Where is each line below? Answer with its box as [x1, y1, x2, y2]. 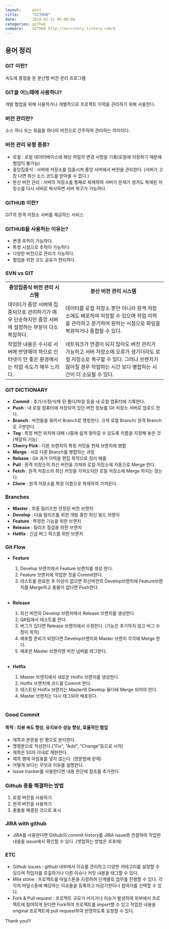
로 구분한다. [12, 424, 36, 430]
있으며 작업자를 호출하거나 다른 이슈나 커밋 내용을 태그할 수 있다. [12, 869, 139, 876]
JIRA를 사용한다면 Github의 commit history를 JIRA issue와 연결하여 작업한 [12, 832, 161, 838]
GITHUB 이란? [5, 199, 39, 206]
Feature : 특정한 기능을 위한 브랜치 [12, 518, 81, 524]
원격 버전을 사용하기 [12, 801, 52, 807]
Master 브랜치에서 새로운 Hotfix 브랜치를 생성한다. [20, 674, 120, 680]
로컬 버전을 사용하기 [12, 794, 52, 800]
